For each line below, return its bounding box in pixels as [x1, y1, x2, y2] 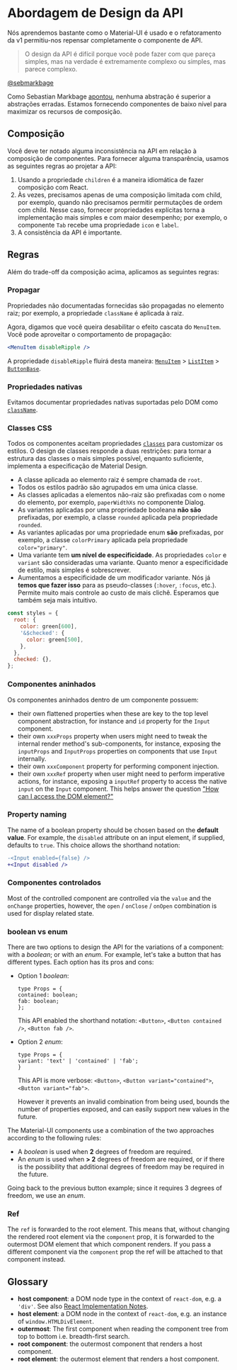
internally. [17, 754, 47, 763]
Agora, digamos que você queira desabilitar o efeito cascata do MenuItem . [7, 322, 221, 331]
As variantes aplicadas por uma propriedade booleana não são [17, 505, 202, 515]
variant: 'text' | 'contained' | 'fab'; [17, 1057, 139, 1065]
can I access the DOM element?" [17, 792, 114, 800]
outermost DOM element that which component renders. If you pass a [7, 1240, 212, 1249]
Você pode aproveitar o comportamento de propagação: [7, 330, 172, 338]
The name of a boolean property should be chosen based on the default [7, 826, 219, 834]
